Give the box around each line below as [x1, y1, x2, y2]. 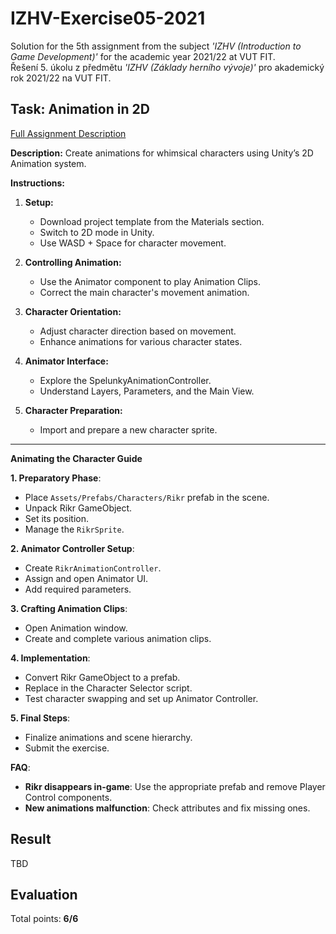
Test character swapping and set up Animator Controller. [24, 692, 259, 704]
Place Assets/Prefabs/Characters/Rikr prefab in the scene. [24, 491, 270, 503]
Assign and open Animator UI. [24, 572, 149, 584]
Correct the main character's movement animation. [39, 286, 250, 298]
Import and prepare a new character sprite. [39, 423, 218, 436]
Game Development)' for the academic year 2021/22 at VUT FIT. [10, 50, 276, 62]
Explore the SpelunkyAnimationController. [39, 374, 212, 386]
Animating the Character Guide [10, 452, 143, 464]
